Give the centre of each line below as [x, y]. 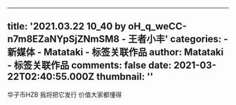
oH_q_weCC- [158, 26]
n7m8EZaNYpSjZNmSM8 [64, 39]
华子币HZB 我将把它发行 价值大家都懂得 [65, 94]
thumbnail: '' [125, 77]
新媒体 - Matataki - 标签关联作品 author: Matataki [116, 52]
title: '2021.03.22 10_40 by [67, 26]
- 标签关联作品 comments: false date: [90, 65]
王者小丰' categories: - [178, 39]
